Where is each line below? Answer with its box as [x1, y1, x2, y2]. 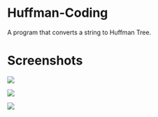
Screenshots [7, 53, 83, 69]
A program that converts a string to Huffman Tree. [7, 28, 152, 36]
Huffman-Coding [7, 5, 108, 21]
